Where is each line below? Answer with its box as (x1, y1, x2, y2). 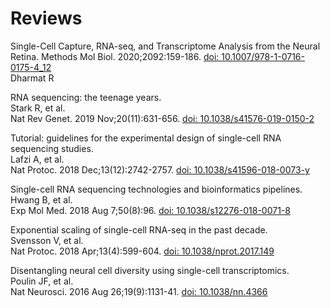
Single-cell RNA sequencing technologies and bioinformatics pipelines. (10, 183, 303, 195)
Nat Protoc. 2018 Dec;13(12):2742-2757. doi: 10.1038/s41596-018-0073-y (10, 163, 310, 176)
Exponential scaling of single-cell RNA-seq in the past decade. (10, 223, 268, 236)
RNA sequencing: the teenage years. (10, 91, 162, 103)
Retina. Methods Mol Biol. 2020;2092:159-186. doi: (10, 50, 220, 62)
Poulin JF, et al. (10, 275, 74, 287)
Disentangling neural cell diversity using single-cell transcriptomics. (10, 264, 290, 276)
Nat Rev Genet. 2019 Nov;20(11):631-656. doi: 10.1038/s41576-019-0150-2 (10, 112, 315, 124)
